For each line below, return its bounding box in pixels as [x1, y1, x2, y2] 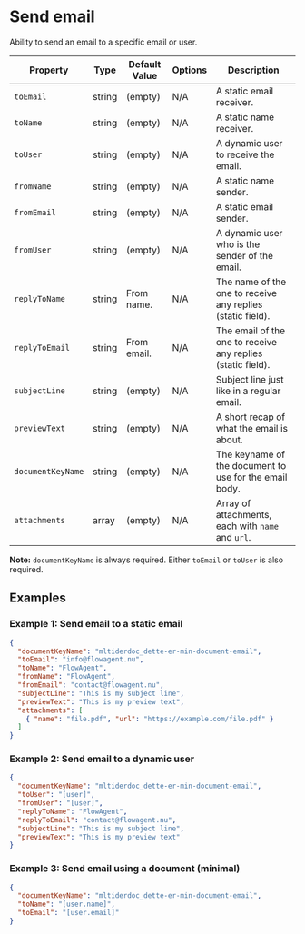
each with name [216, 520, 280, 532]
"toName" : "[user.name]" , [17, 899, 116, 909]
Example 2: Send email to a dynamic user [9, 752, 195, 765]
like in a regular [216, 384, 281, 397]
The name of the [216, 275, 287, 288]
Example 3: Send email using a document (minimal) [9, 862, 241, 875]
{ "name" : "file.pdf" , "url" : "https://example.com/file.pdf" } [25, 714, 274, 723]
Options [172, 64, 207, 76]
